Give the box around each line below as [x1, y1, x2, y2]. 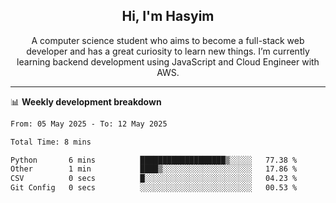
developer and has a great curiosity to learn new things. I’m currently [26, 45, 310, 57]
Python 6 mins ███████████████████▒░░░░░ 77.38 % [10, 155, 298, 165]
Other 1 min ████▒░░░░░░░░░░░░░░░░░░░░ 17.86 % [10, 164, 298, 174]
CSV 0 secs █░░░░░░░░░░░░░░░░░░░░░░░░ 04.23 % [10, 174, 298, 184]
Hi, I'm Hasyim [121, 8, 215, 25]
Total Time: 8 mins [10, 137, 92, 147]
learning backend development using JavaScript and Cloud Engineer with [16, 55, 320, 68]
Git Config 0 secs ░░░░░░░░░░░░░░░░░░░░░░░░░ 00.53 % [10, 183, 298, 193]
